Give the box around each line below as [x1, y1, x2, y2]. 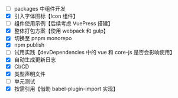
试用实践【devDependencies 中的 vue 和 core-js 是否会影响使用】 [14, 49, 176, 56]
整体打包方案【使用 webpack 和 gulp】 [14, 27, 109, 34]
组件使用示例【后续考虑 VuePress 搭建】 [14, 20, 114, 27]
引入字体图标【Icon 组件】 [14, 12, 79, 19]
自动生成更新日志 [14, 56, 56, 63]
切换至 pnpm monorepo [14, 35, 72, 42]
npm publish [14, 41, 45, 48]
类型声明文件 [14, 70, 46, 77]
